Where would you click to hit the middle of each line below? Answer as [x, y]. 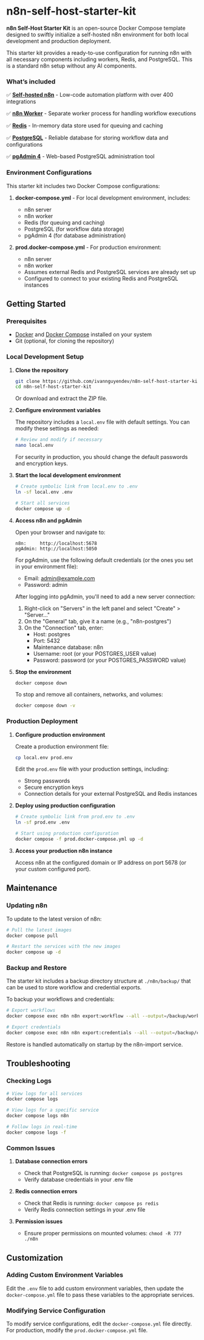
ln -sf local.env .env [44, 492]
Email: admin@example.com [59, 578]
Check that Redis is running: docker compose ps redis [91, 1203]
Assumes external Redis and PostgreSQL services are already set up [110, 272]
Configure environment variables [58, 410]
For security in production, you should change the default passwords [101, 457]
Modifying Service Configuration [56, 1310]
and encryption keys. [41, 463]
